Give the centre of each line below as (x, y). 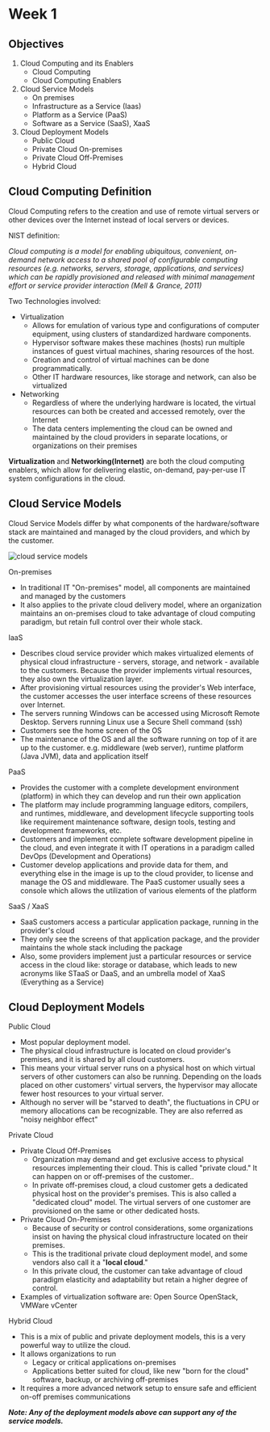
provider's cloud (47, 930)
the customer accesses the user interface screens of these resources (136, 696)
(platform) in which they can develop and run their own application (131, 796)
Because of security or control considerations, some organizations (143, 1228)
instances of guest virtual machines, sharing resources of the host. (143, 351)
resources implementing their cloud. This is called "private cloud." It (145, 1168)
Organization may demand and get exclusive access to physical (138, 1160)
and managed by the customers (73, 596)
